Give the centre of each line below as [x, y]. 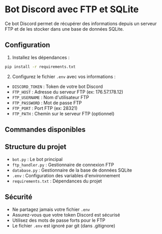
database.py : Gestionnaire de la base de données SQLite [72, 170]
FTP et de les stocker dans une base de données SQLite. [64, 29]
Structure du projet [36, 147]
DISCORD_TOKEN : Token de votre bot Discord [57, 86]
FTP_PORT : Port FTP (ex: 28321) [45, 108]
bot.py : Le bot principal [37, 159]
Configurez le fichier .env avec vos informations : [64, 76]
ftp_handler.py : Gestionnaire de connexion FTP [63, 165]
